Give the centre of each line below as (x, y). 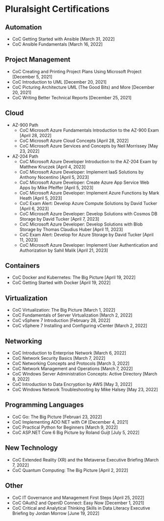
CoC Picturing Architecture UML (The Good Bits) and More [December (83, 87)
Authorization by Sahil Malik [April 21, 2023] (64, 250)
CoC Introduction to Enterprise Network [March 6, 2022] (69, 353)
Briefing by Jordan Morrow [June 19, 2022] (56, 513)
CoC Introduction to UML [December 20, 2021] (59, 82)
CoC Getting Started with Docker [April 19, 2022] (61, 283)
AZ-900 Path (25, 125)
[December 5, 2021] (32, 77)
